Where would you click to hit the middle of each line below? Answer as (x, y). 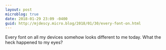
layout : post (19, 10)
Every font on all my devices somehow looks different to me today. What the (83, 37)
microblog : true (22, 14)
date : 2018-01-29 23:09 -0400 (37, 19)
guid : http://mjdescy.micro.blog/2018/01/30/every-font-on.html (73, 23)
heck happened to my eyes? (34, 43)
